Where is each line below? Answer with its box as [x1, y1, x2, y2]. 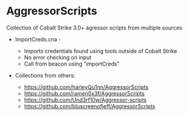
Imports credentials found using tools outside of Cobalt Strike [24, 47, 177, 55]
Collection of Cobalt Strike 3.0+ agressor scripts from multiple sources [6, 24, 183, 31]
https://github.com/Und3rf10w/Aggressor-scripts [24, 96, 147, 103]
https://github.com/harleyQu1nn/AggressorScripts [24, 83, 149, 91]
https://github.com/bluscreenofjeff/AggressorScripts [24, 102, 155, 109]
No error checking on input [24, 53, 92, 61]
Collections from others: [15, 72, 76, 79]
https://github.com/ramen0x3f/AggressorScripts [24, 90, 145, 97]
